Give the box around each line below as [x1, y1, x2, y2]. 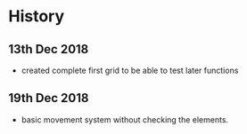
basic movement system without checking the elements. [21, 114, 229, 125]
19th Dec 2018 [8, 91, 89, 106]
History [8, 6, 65, 27]
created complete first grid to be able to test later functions [21, 65, 239, 75]
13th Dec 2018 [8, 42, 89, 57]
